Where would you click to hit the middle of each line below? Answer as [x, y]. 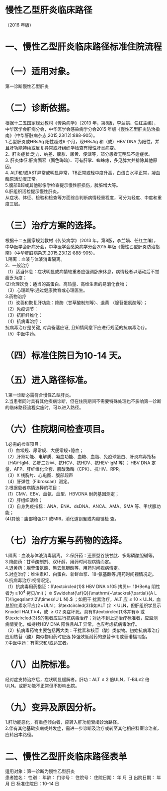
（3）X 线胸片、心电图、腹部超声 [39, 475]
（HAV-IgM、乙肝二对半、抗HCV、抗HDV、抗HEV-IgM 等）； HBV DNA [78, 463]
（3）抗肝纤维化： [24, 315]
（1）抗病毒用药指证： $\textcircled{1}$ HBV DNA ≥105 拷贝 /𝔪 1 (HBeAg [78, 586]
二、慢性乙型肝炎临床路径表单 [66, 756]
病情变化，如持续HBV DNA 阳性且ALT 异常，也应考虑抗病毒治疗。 [73, 624]
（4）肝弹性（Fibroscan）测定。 [39, 481]
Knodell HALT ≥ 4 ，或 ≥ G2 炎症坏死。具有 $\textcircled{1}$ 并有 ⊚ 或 [75, 611]
